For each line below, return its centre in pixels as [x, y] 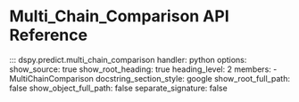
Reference [48, 35]
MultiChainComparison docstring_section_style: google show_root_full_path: [149, 78]
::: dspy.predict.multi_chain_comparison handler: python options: [128, 59]
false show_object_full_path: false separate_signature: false [118, 88]
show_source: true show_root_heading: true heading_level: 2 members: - [143, 69]
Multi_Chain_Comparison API [119, 16]
